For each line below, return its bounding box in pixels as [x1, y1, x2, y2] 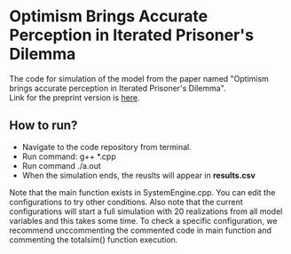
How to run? [9, 118, 78, 133]
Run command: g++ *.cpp [21, 151, 117, 162]
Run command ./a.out [21, 160, 102, 171]
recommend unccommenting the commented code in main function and [9, 225, 272, 235]
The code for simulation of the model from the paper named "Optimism [9, 73, 269, 83]
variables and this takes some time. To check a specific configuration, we [9, 215, 278, 226]
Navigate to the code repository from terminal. [21, 141, 193, 152]
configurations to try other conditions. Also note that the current [9, 196, 244, 207]
